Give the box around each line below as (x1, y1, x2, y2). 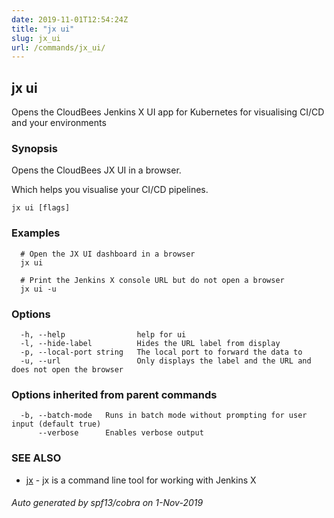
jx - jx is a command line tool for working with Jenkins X (25, 474, 257, 486)
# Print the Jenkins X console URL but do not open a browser (20, 275, 285, 285)
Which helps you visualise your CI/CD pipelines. (11, 184, 209, 196)
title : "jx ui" (11, 24, 75, 34)
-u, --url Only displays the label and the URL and (20, 356, 312, 366)
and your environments (11, 117, 107, 129)
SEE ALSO (11, 451, 62, 465)
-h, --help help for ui (20, 329, 187, 340)
